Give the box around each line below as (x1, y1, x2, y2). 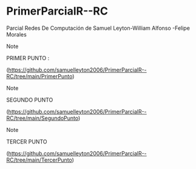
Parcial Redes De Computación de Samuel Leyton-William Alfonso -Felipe (6, 24, 190, 32)
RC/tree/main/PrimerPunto (6, 72, 73, 80)
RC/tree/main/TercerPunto (6, 156, 73, 164)
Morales (6, 30, 27, 38)
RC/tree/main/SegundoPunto (6, 114, 79, 122)
